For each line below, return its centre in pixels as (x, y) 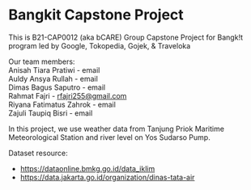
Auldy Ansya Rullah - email (53, 78)
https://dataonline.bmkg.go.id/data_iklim (87, 168)
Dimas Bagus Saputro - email (57, 87)
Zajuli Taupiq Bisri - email (51, 113)
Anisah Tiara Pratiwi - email (54, 70)
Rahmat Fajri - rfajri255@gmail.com (68, 95)
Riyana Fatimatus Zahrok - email (62, 104)
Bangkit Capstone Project (96, 15)
